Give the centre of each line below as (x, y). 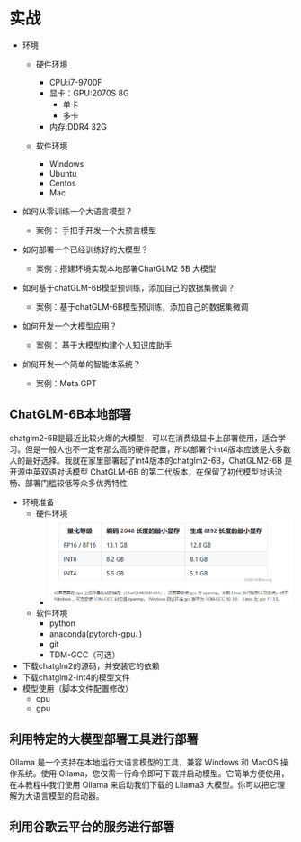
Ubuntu (63, 173)
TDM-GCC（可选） (84, 655)
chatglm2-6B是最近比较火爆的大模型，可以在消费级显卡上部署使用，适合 (144, 438)
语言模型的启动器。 (68, 796)
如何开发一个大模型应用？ (70, 326)
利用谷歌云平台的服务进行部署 (92, 827)
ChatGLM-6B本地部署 (71, 415)
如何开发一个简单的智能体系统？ (81, 364)
